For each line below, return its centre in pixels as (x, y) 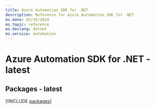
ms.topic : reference (27, 24)
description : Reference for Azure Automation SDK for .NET (70, 15)
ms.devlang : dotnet (26, 29)
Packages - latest (34, 89)
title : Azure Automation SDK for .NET (47, 10)
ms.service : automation (31, 34)
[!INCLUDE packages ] (28, 101)
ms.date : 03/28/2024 (27, 19)
